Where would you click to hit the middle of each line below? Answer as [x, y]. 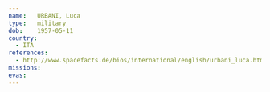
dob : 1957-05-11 [41, 30]
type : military [37, 23]
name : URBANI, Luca [45, 16]
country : [23, 38]
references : [28, 53]
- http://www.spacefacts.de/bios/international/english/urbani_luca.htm [140, 61]
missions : [25, 68]
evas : [17, 75]
